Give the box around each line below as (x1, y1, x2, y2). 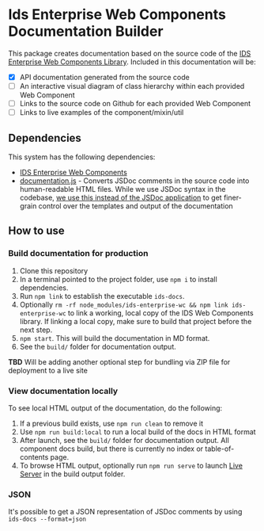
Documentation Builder (8, 22, 164, 40)
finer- (224, 193, 243, 202)
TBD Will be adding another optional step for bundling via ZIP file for (8, 357, 231, 366)
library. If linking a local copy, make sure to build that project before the (19, 316, 252, 326)
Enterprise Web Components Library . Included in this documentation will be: (8, 57, 256, 67)
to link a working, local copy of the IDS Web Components (67, 308, 255, 318)
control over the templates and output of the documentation (38, 201, 233, 211)
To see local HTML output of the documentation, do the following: (8, 403, 223, 413)
